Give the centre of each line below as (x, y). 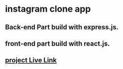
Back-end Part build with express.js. (62, 27)
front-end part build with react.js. (58, 43)
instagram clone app (48, 9)
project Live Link (31, 60)
